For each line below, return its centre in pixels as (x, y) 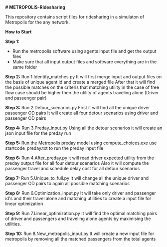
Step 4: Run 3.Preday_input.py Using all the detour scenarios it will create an (84, 128)
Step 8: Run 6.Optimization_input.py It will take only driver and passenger (81, 193)
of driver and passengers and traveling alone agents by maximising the (78, 219)
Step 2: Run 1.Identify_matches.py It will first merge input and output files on (83, 77)
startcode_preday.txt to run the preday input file (54, 148)
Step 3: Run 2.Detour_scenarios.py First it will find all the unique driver (78, 108)
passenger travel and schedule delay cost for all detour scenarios (73, 168)
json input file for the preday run (38, 133)
